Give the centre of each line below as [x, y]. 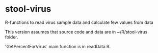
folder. [12, 37]
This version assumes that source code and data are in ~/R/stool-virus [76, 32]
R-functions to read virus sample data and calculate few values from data [79, 22]
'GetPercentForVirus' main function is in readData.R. [58, 46]
